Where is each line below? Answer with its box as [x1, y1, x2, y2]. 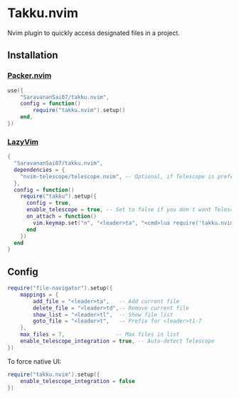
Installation [7, 49, 58, 61]
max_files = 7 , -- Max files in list [20, 331, 180, 338]
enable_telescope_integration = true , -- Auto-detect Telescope [20, 337, 215, 345]
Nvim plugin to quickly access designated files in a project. [7, 29, 180, 37]
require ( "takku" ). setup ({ [20, 193, 97, 200]
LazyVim [7, 137, 39, 147]
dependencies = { [14, 166, 65, 173]
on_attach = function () [26, 213, 97, 220]
